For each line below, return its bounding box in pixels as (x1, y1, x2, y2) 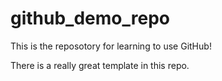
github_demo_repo (10, 7, 170, 30)
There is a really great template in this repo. (10, 59, 190, 71)
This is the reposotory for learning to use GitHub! (10, 40, 212, 52)
